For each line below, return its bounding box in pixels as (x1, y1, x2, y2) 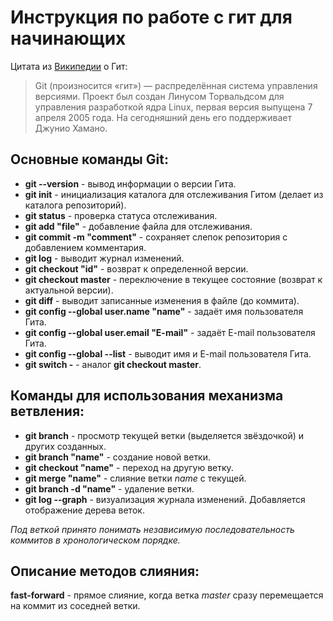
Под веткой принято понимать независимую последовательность (10, 523, 295, 535)
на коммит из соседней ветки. (10, 600, 141, 612)
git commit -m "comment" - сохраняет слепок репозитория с (24, 231, 288, 243)
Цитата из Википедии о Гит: (10, 60, 128, 72)
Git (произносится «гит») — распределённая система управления (34, 79, 318, 91)
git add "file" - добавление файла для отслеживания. (24, 220, 253, 232)
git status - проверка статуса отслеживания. (24, 209, 218, 221)
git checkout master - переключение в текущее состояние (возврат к (24, 273, 323, 285)
